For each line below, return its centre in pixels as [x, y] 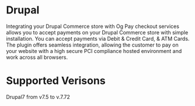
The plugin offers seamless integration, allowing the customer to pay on [93, 45]
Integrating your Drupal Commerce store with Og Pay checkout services [93, 26]
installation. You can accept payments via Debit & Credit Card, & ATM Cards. [98, 38]
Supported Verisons [56, 81]
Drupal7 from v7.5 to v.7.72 [38, 97]
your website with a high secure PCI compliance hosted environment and [94, 51]
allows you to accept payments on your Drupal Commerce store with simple [97, 32]
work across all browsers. [37, 57]
